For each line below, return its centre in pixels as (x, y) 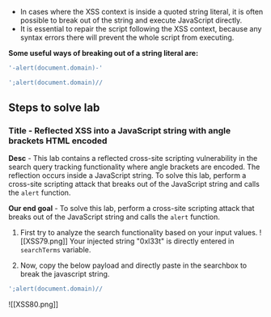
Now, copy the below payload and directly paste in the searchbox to (133, 265)
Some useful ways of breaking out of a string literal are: (104, 53)
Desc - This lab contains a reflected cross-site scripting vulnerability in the (133, 158)
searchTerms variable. (55, 250)
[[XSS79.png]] (44, 241)
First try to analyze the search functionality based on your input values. (139, 233)
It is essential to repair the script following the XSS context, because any (141, 29)
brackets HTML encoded (58, 141)
